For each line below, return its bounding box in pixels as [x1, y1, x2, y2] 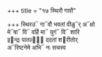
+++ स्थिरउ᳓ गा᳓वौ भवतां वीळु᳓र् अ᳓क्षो [7, 21, 95, 28]
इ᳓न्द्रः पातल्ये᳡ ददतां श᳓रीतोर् [7, 36, 78, 44]
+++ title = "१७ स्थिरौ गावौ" [7, 7, 76, 14]
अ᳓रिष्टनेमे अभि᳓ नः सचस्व [7, 43, 66, 52]
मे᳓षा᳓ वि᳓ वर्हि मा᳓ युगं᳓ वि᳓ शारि [7, 28, 80, 36]
